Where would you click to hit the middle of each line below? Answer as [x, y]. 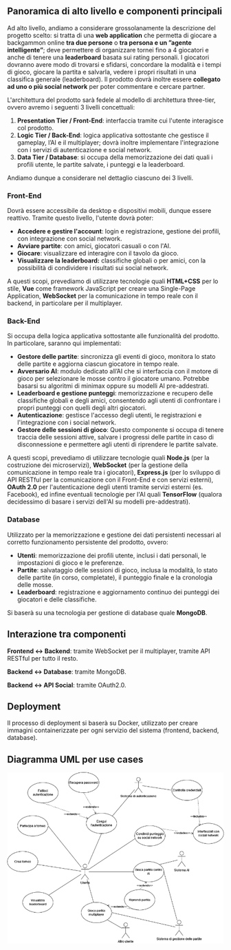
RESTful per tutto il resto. [43, 658]
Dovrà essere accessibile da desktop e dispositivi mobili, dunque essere [109, 211]
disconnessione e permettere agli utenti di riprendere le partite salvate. [118, 444]
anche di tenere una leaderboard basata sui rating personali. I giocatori [108, 57]
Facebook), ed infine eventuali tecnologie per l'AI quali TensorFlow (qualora [114, 495]
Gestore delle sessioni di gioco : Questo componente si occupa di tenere [120, 430]
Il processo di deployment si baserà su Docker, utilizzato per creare [102, 723]
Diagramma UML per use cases [75, 760]
